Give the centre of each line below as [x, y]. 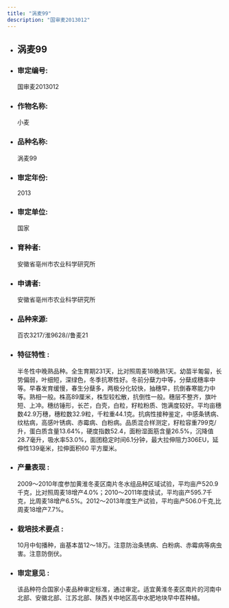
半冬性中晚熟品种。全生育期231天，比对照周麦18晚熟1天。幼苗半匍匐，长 [119, 371]
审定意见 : [33, 573]
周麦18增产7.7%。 [42, 509]
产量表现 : [33, 467]
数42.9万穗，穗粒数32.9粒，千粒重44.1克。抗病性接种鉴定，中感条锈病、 [120, 414]
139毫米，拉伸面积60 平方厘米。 [75, 448]
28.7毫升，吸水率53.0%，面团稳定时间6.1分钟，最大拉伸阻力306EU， [115, 439]
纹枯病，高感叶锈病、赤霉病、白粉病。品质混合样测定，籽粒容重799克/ [117, 422]
